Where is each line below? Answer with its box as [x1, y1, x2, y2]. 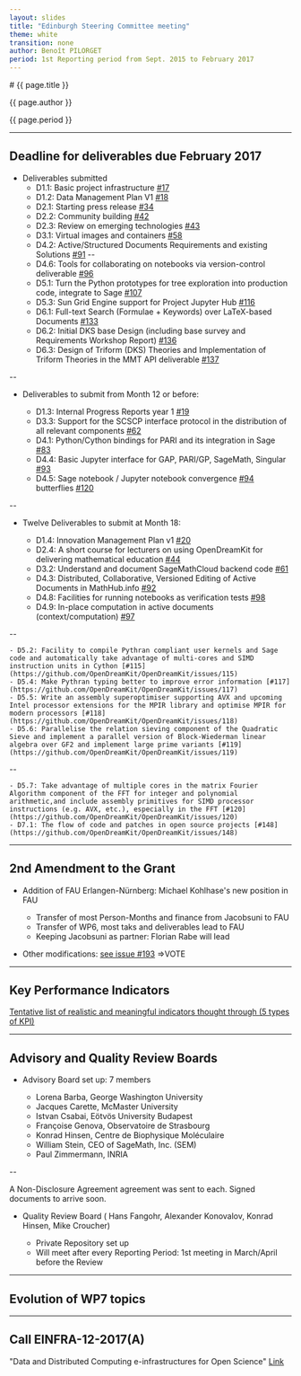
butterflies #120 [35, 482, 94, 493]
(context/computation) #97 [35, 611, 135, 622]
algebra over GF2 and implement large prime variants [9, 740, 215, 749]
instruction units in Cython [9, 661, 118, 670]
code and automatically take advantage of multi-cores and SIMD [9, 653, 254, 663]
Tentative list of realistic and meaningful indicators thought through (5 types [9, 1007, 289, 1018]
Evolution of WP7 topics [9, 1291, 146, 1307]
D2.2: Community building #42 [35, 210, 150, 221]
